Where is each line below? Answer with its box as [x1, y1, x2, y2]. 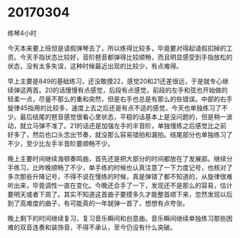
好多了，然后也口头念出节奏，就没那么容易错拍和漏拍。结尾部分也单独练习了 [7, 130, 233, 139]
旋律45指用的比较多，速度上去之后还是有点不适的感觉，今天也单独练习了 [7, 103, 222, 112]
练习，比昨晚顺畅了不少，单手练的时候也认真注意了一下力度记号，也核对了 [13, 163, 233, 172]
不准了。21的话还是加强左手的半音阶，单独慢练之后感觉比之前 [44, 121, 227, 130]
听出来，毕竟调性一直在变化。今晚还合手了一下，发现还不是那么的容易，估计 [7, 181, 233, 190]
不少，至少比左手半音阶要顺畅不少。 [7, 139, 114, 148]
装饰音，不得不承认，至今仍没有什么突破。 [51, 222, 176, 232]
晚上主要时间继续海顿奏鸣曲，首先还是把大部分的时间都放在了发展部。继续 [7, 154, 226, 162]
